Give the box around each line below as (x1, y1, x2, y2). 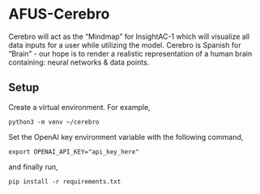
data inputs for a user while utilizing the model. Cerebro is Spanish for (8, 40, 241, 49)
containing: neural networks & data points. (8, 57, 150, 67)
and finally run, (8, 162, 58, 171)
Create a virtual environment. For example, (8, 102, 151, 112)
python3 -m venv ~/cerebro (8, 118, 100, 126)
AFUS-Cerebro (8, 5, 110, 23)
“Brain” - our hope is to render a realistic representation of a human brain (8, 48, 253, 58)
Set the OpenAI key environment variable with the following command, (8, 132, 244, 141)
